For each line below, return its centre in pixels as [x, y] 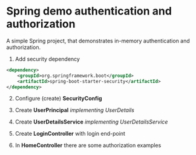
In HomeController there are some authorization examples [88, 145]
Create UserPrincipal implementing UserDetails [75, 110]
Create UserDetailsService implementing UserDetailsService [91, 122]
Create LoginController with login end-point [70, 134]
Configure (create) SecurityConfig [58, 99]
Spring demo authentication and [89, 11]
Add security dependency [47, 59]
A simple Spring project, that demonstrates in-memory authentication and [98, 41]
